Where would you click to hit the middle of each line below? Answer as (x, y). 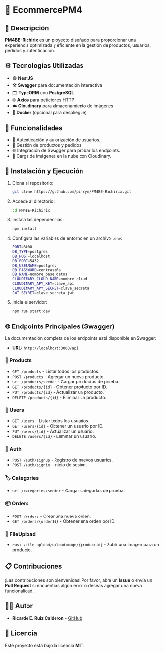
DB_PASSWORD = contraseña (37, 270)
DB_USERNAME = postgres (34, 265)
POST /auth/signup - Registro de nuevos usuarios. (62, 460)
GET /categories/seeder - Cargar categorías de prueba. (68, 490)
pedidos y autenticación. (30, 50)
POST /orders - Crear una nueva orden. (52, 516)
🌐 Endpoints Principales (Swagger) (60, 326)
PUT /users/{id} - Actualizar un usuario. (53, 431)
